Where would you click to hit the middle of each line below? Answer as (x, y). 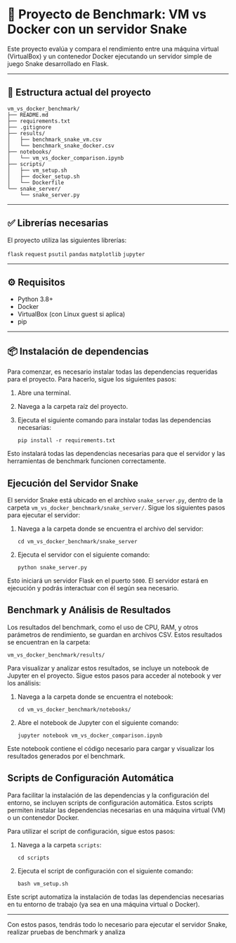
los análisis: (24, 683)
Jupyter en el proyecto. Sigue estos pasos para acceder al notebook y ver (114, 676)
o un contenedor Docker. (43, 817)
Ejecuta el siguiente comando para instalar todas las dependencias (114, 420)
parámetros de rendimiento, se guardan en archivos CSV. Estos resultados (115, 634)
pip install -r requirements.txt (66, 441)
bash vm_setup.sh (43, 884)
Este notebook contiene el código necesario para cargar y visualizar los (111, 748)
